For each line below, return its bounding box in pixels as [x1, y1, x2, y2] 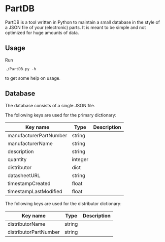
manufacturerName [7, 140, 53, 147]
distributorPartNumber [7, 228, 60, 235]
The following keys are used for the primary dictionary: [5, 112, 117, 118]
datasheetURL [7, 172, 41, 179]
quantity [7, 156, 27, 163]
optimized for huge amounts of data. [5, 30, 79, 35]
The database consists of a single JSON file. [5, 102, 95, 108]
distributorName [7, 220, 45, 227]
